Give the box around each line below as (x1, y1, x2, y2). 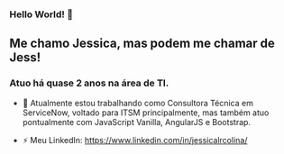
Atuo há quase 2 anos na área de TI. (9, 77, 169, 89)
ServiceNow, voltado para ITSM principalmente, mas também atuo (22, 107, 270, 118)
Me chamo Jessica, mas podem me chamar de (9, 36, 275, 51)
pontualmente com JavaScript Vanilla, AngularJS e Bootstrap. (22, 116, 251, 127)
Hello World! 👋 (9, 8, 74, 21)
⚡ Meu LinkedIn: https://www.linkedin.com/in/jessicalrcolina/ (22, 134, 248, 145)
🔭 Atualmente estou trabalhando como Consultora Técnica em (22, 97, 254, 108)
